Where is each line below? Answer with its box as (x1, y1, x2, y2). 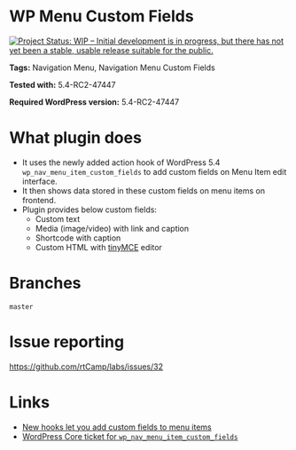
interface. (21, 176, 58, 186)
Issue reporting (9, 332, 125, 351)
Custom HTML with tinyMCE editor (35, 241, 162, 252)
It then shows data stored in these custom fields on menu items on (21, 185, 266, 196)
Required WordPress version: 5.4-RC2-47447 (9, 96, 180, 107)
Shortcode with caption (35, 233, 121, 243)
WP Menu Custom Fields (9, 6, 194, 27)
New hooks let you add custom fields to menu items (21, 422, 213, 432)
